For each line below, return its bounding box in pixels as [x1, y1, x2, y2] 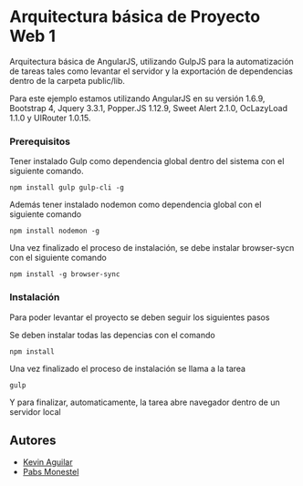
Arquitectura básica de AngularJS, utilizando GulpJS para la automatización [9, 56, 294, 67]
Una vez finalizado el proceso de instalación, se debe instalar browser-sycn [9, 243, 295, 253]
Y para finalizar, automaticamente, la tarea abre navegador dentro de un [9, 397, 280, 408]
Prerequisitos [9, 135, 71, 148]
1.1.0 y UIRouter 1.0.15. [9, 112, 91, 123]
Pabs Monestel [22, 467, 79, 478]
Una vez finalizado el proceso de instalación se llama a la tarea [9, 363, 246, 374]
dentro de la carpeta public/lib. [9, 75, 126, 86]
